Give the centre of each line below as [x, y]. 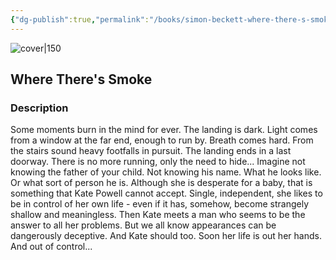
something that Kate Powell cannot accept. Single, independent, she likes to [166, 193]
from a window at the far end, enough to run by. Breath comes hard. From [162, 140]
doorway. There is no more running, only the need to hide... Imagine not [158, 162]
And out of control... [51, 247]
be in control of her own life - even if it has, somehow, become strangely [160, 204]
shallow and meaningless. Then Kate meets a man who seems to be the [158, 215]
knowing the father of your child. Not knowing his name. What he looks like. [166, 172]
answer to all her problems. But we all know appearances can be [143, 225]
